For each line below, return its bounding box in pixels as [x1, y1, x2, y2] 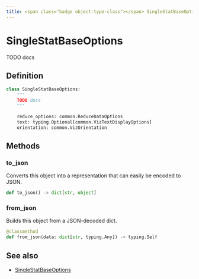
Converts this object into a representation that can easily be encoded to [6, 172, 181, 179]
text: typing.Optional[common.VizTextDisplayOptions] [17, 119, 152, 125]
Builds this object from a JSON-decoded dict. [6, 217, 117, 225]
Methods [6, 141, 40, 151]
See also [6, 251, 38, 261]
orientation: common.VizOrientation [17, 125, 108, 131]
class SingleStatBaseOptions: [6, 86, 81, 92]
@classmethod [6, 229, 38, 235]
